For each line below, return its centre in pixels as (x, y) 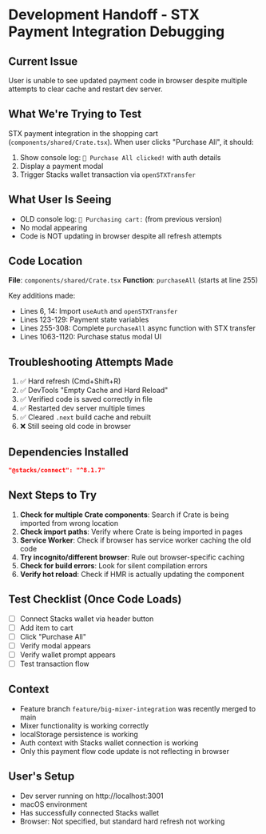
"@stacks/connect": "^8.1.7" (57, 471)
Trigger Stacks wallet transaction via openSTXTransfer (107, 174)
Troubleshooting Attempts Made (91, 362)
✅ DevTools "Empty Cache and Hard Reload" (94, 391)
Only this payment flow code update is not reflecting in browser (125, 751)
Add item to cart (46, 628)
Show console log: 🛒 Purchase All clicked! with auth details (120, 157)
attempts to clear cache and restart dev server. (85, 89)
